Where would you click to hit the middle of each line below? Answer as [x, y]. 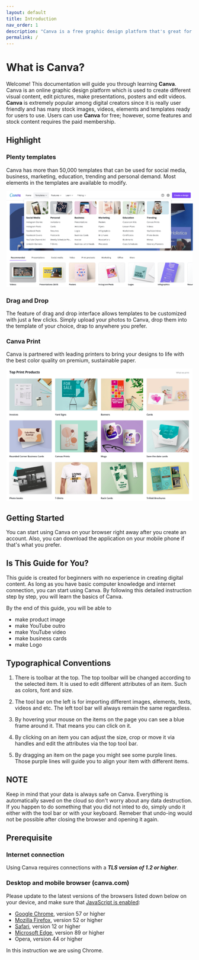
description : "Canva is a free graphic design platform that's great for [99, 31]
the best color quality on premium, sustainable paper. [71, 361]
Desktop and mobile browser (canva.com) [68, 883]
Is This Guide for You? [47, 564]
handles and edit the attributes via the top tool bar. [76, 743]
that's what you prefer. [34, 545]
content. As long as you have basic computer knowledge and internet [91, 584]
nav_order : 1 [22, 25]
